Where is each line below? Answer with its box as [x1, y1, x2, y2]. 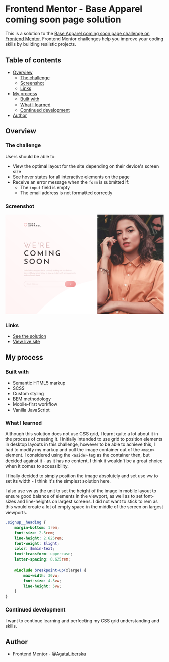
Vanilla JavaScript [12, 406, 50, 413]
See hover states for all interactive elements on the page [12, 174, 130, 180]
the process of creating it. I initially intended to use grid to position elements [5, 436, 163, 442]
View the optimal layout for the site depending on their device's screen [12, 163, 159, 169]
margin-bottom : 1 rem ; [14, 525, 59, 530]
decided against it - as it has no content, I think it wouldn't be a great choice [5, 457, 163, 464]
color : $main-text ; [14, 546, 55, 551]
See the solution [12, 333, 47, 339]
